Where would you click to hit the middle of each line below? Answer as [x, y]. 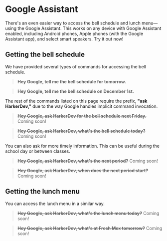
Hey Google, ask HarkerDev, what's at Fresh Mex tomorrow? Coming [90, 228]
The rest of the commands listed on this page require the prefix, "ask [76, 101]
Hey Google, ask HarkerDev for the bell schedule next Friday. [82, 116]
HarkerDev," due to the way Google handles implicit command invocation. [82, 106]
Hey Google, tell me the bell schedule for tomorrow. [72, 81]
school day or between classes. [38, 151]
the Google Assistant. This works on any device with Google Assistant [89, 28]
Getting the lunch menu [42, 191]
